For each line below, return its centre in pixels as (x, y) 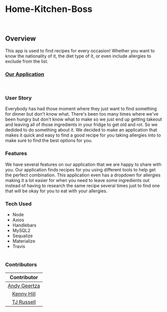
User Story (18, 98)
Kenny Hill (24, 294)
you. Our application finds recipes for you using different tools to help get (81, 169)
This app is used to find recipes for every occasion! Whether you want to (80, 50)
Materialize (24, 241)
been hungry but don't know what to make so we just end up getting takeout (83, 119)
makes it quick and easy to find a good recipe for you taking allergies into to (83, 135)
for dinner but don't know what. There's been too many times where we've (82, 114)
